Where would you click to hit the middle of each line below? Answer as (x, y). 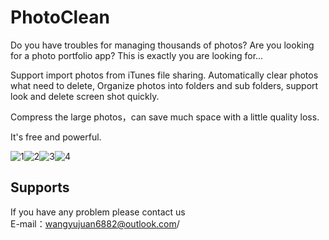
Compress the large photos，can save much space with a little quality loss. (165, 117)
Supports (40, 187)
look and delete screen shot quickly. (85, 96)
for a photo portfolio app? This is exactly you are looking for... (137, 55)
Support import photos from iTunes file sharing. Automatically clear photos (164, 75)
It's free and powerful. (56, 137)
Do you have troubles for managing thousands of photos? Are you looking (162, 45)
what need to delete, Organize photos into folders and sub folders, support (164, 85)
